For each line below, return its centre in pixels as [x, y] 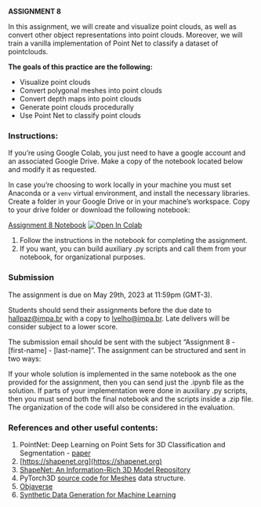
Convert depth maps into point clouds [80, 99]
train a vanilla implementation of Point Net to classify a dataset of [113, 43]
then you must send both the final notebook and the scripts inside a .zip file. [131, 399]
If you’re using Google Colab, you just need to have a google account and [127, 153]
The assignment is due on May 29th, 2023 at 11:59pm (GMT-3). [111, 295]
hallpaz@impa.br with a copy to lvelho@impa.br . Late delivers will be [119, 318]
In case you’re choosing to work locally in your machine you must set [120, 185]
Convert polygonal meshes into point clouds [91, 90]
